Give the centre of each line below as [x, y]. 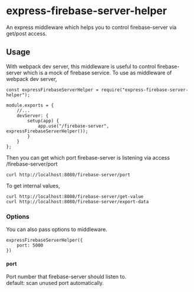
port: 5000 [30, 246]
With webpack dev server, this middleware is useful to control [81, 66]
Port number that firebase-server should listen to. [66, 277]
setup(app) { [43, 121]
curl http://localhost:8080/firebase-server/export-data [78, 202]
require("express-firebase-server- [145, 90]
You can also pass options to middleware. [57, 229]
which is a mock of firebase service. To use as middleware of [98, 73]
